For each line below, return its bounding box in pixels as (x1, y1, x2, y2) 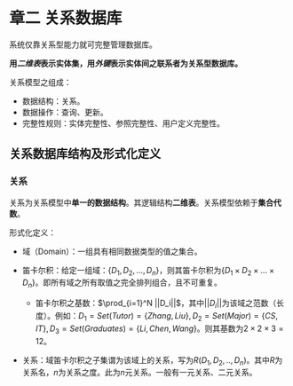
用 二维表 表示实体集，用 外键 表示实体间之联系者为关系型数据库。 (9, 58, 242, 68)
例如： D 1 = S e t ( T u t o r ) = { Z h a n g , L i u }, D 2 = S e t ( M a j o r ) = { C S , (54, 311, 278, 323)
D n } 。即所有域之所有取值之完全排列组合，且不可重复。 (21, 277, 222, 290)
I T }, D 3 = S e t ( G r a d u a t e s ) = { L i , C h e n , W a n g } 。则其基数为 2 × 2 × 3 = (35, 323, 284, 335)
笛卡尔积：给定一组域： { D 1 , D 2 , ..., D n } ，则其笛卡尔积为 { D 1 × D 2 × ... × (21, 264, 275, 278)
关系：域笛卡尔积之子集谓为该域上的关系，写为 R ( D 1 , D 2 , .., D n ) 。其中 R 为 (21, 354, 283, 367)
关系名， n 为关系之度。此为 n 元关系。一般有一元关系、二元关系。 (21, 367, 257, 378)
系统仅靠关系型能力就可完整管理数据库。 (9, 39, 157, 50)
